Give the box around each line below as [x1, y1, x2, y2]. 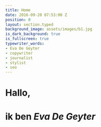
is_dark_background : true [5, 31, 60, 37]
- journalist [5, 55, 33, 61]
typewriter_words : [5, 41, 44, 46]
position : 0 [5, 17, 31, 22]
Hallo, [5, 87, 31, 99]
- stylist [5, 60, 27, 65]
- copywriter [5, 50, 33, 56]
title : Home [5, 7, 31, 13]
